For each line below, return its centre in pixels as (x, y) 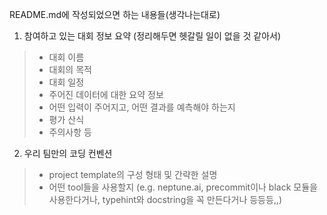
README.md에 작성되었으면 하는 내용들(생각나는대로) (115, 14)
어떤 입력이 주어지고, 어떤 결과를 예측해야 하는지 (142, 107)
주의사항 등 (70, 132)
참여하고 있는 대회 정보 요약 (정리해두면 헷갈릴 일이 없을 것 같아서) (152, 36)
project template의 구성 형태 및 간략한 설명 (133, 174)
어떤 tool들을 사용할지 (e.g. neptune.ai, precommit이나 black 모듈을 (183, 187)
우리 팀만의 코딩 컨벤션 (68, 153)
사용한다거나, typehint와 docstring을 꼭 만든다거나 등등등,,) (165, 199)
